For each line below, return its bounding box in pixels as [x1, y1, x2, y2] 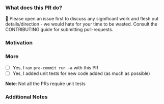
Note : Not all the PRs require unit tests [5, 81, 86, 87]
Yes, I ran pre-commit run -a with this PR [12, 64, 98, 70]
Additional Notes [5, 93, 48, 100]
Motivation [5, 39, 33, 46]
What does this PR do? [5, 4, 63, 11]
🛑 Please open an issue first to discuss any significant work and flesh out [5, 16, 159, 22]
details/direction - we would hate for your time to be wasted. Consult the [5, 21, 158, 27]
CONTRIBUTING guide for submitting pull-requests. [5, 27, 114, 33]
